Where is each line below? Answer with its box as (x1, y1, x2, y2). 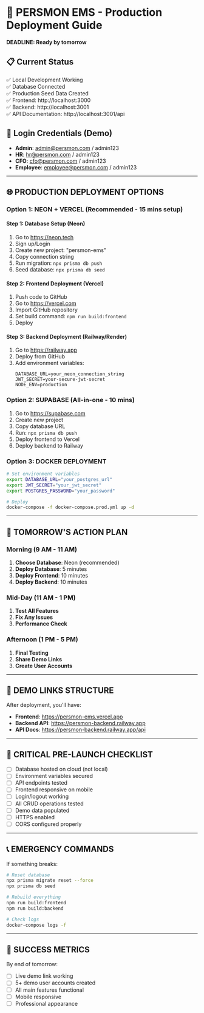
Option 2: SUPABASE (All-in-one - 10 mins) (6, 396, 135, 404)
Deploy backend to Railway (15, 442, 84, 449)
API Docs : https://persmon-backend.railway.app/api (15, 726, 146, 734)
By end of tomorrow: (6, 961, 58, 968)
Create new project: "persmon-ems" (15, 247, 107, 254)
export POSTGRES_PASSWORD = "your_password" (6, 488, 115, 494)
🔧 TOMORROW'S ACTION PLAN (6, 527, 128, 537)
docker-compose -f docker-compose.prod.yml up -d (6, 504, 135, 511)
